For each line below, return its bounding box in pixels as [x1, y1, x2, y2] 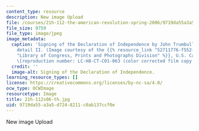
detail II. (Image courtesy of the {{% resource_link [17, 47, 152, 53]
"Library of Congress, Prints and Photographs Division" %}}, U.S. [17, 53, 187, 58]
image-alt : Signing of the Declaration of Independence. [11, 69, 155, 75]
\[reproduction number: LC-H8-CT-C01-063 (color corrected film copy [17, 58, 192, 64]
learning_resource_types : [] [6, 74, 78, 80]
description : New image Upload [6, 14, 84, 20]
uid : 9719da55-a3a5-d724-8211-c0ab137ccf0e [6, 101, 115, 108]
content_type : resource [6, 8, 65, 15]
